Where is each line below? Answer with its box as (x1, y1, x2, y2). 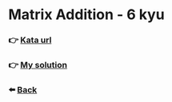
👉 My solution (8, 60, 68, 71)
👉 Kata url (8, 34, 52, 45)
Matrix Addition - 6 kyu (8, 6, 166, 24)
